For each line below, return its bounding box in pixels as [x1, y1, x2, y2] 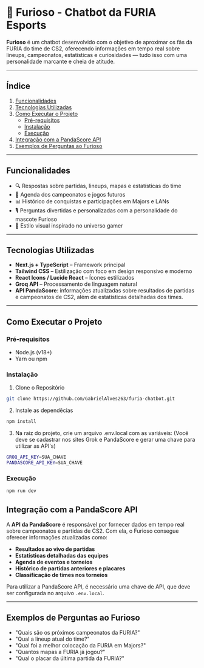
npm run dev [6, 488, 36, 494]
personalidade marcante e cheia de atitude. [6, 58, 115, 65]
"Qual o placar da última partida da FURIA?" [15, 655, 124, 662]
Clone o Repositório [15, 384, 65, 391]
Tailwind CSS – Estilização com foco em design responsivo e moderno [15, 268, 192, 275]
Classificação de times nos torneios [15, 571, 108, 578]
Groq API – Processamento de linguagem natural [15, 280, 138, 288]
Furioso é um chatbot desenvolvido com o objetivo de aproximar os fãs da [6, 38, 192, 46]
